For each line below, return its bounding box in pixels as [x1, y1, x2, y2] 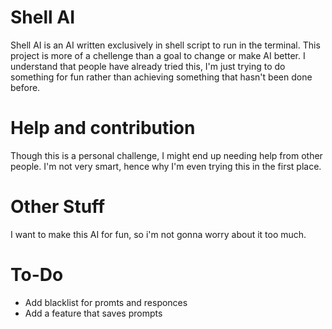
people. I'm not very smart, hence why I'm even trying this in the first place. [10, 160, 322, 172]
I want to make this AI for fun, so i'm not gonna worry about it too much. [10, 228, 307, 240]
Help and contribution [10, 117, 196, 140]
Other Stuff [10, 196, 106, 218]
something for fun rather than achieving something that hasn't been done [10, 71, 313, 83]
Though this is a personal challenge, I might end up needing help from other [10, 149, 323, 161]
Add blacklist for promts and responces [24, 296, 188, 308]
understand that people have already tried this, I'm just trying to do [10, 60, 286, 72]
